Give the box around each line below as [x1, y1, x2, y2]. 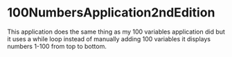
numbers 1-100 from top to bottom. [7, 42, 107, 50]
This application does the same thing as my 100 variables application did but [7, 27, 225, 36]
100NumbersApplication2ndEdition [7, 5, 215, 21]
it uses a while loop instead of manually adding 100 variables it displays [7, 34, 211, 43]
